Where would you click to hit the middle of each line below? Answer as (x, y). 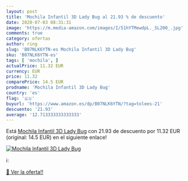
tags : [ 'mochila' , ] (32, 60)
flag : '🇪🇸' (20, 98)
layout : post (22, 11)
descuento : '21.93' (30, 109)
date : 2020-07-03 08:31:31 (39, 22)
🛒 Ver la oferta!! (25, 172)
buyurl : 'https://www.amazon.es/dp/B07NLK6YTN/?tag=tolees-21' (84, 104)
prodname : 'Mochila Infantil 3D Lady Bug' (58, 88)
